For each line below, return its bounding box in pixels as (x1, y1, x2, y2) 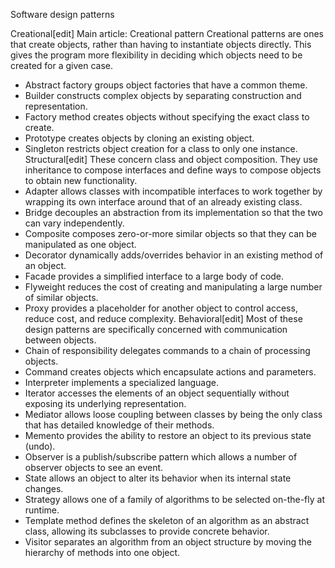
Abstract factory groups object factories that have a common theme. (24, 79, 308, 91)
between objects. (24, 334, 97, 346)
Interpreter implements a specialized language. (24, 377, 219, 388)
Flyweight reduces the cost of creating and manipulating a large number (24, 281, 323, 293)
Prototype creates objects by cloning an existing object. (24, 132, 255, 144)
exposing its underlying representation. (24, 398, 187, 409)
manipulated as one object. (24, 239, 137, 250)
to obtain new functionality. (24, 175, 138, 186)
